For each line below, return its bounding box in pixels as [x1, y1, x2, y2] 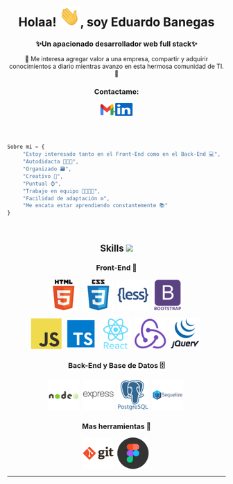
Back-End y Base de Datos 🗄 [68, 360, 165, 370]
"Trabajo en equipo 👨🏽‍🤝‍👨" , [22, 187, 101, 195]
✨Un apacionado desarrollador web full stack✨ [35, 39, 198, 49]
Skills [100, 242, 124, 254]
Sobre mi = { [7, 143, 45, 151]
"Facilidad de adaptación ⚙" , [22, 195, 110, 202]
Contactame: [94, 87, 139, 96]
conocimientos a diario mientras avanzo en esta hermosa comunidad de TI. [9, 62, 224, 71]
